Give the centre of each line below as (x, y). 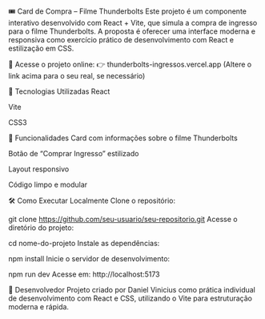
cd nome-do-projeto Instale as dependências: (84, 243)
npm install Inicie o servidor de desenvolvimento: (89, 258)
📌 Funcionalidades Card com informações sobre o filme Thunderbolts (123, 138)
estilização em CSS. (41, 48)
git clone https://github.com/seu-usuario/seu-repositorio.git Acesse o (123, 219)
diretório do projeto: (41, 228)
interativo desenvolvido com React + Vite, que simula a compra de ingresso (133, 23)
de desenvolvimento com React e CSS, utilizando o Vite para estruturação (130, 298)
